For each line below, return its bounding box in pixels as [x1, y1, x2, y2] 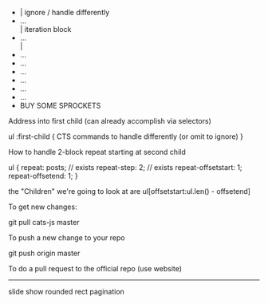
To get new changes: [8, 202, 77, 211]
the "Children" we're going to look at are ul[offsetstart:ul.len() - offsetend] [8, 187, 251, 195]
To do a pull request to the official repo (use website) [8, 264, 182, 273]
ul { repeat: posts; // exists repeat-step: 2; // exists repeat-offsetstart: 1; [8, 163, 242, 172]
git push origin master [8, 248, 81, 258]
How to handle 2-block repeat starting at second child [8, 148, 186, 156]
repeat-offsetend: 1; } [8, 172, 78, 180]
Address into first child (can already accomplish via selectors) [8, 116, 211, 125]
